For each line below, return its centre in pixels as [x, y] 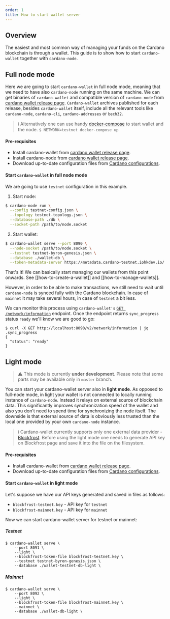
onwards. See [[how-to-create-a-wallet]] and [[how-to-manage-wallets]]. [82, 277]
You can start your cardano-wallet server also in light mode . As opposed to [84, 389]
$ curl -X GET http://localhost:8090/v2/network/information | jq [77, 328]
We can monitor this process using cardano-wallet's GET [64, 308]
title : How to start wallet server [43, 15]
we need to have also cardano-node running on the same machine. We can [82, 92]
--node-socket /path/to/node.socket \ [51, 248]
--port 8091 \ [29, 548]
